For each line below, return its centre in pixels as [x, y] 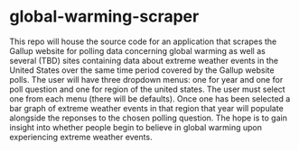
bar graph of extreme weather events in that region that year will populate [147, 108]
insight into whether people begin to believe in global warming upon [136, 127]
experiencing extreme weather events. [81, 137]
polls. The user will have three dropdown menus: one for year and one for [146, 79]
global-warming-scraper [104, 17]
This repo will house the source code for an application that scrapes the [143, 41]
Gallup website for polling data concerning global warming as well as [138, 50]
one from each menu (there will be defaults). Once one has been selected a [150, 98]
